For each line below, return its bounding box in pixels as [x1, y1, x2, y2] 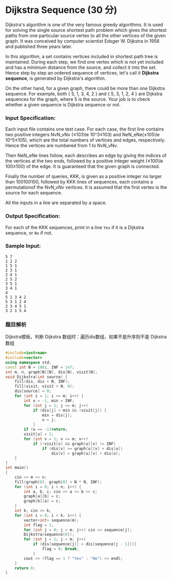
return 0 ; [14, 566, 36, 571]
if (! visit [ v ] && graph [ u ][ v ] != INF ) [32, 441, 116, 446]
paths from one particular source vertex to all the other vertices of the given [5, 32, 166, 39]
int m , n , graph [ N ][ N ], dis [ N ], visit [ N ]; [5, 369, 98, 375]
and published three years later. [5, 43, 72, 49]
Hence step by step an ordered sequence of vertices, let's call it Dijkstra [5, 69, 159, 76]
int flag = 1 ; [24, 522, 54, 528]
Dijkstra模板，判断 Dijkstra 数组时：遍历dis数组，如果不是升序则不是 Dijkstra [5, 334, 167, 340]
